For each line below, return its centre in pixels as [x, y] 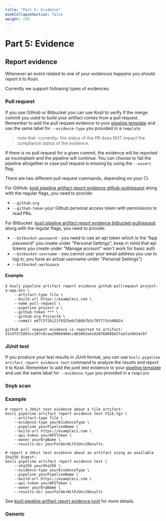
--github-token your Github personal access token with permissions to [85, 208]
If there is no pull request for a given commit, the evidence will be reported [81, 152]
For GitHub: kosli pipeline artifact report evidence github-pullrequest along [81, 188]
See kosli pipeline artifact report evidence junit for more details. [70, 501]
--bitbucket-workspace [36, 264]
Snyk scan [18, 386]
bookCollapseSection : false [34, 14]
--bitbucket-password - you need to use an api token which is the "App [85, 238]
